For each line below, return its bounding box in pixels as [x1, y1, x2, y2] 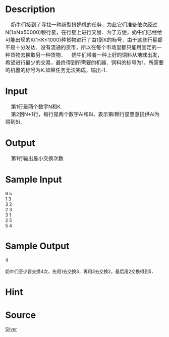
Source [5, 309, 36, 321]
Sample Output [5, 240, 70, 252]
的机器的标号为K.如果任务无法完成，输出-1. [5, 67, 107, 74]
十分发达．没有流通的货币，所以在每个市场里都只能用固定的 [15, 44, 157, 51]
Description [5, 4, 55, 15]
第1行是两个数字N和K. [11, 103, 62, 110]
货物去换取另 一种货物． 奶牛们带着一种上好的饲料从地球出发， [10, 51, 163, 59]
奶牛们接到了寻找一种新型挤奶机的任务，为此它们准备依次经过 [11, 21, 158, 28]
